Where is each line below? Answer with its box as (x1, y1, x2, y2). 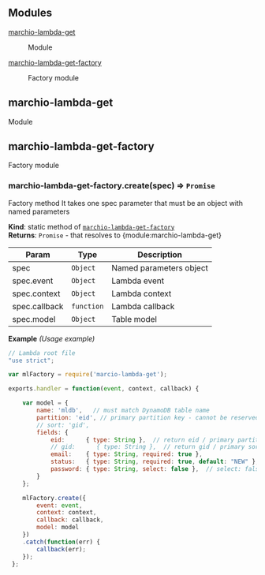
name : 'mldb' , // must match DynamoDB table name (36, 406, 211, 415)
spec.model (12, 313, 56, 324)
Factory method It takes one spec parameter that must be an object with (8, 198, 243, 207)
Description (137, 248, 183, 259)
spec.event (12, 275, 54, 286)
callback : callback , (36, 516, 104, 524)
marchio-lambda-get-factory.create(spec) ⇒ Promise (8, 181, 215, 192)
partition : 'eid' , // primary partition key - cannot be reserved (36, 413, 259, 421)
